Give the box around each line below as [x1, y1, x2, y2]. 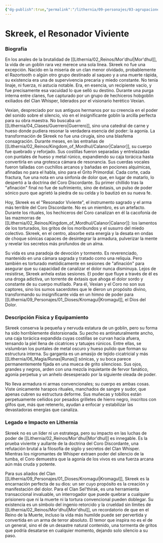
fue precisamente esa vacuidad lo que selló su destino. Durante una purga [5, 88, 154, 93]
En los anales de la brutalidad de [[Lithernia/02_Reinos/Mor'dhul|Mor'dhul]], [5, 56, 157, 62]
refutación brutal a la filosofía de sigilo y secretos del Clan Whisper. [5, 446, 140, 452]
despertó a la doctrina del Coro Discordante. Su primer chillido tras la [5, 180, 144, 185]
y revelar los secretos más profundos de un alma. [5, 241, 104, 247]
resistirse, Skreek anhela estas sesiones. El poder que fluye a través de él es [5, 271, 158, 277]
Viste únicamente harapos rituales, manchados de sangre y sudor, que [5, 386, 147, 392]
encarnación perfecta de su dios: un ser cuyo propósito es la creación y [5, 481, 149, 487]
